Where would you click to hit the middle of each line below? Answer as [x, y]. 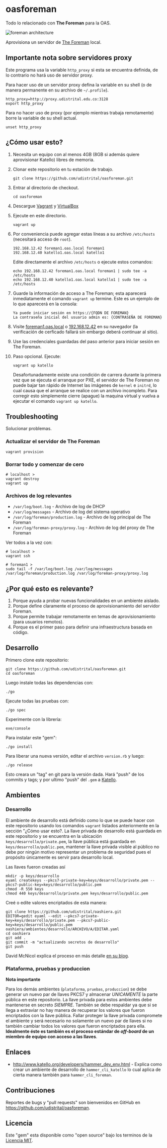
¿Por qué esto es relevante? [50, 588]
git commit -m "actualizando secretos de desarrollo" [63, 942]
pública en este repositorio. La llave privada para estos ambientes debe [79, 999]
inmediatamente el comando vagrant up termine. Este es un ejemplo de [86, 298]
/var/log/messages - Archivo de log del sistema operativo [72, 512]
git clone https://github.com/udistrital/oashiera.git [64, 912]
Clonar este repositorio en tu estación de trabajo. [63, 169]
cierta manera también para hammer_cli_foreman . [62, 1074]
